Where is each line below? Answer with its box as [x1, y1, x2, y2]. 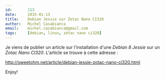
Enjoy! [5, 69, 18, 75]
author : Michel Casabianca [5, 21, 66, 26]
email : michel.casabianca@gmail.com [5, 26, 88, 31]
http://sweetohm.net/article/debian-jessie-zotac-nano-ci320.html [5, 59, 140, 65]
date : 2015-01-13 [5, 12, 50, 17]
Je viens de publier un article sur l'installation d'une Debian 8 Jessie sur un [5, 44, 160, 50]
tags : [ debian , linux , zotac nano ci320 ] [5, 30, 101, 35]
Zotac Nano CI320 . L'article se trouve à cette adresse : [5, 49, 118, 55]
